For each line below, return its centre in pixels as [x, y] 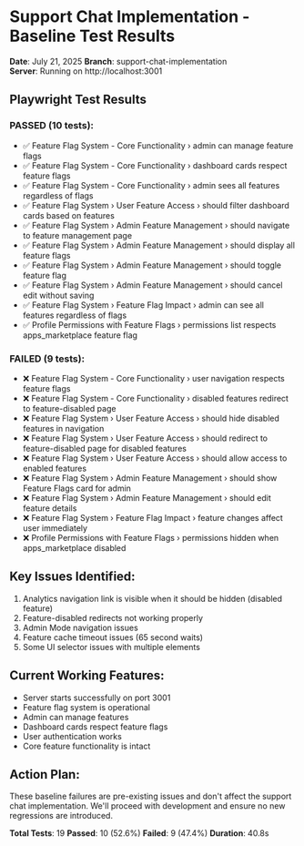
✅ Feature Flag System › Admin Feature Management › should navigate [156, 225]
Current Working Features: [87, 676]
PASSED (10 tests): [51, 126]
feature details [50, 508]
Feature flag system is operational [86, 707]
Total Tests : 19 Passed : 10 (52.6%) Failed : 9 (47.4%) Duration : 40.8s [139, 833]
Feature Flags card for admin [77, 488]
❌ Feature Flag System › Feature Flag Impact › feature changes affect [153, 517]
